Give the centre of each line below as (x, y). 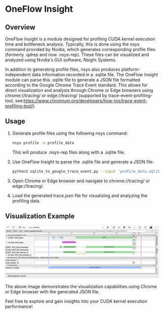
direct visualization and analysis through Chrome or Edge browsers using (79, 90)
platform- (131, 69)
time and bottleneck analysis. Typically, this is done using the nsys (72, 44)
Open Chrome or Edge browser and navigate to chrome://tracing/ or (81, 181)
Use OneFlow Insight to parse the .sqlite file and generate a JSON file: (83, 162)
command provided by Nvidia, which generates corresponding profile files (80, 49)
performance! (19, 306)
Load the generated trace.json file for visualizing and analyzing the (80, 196)
